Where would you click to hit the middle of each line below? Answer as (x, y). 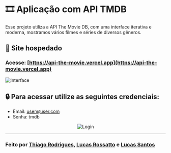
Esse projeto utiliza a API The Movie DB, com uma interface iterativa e (78, 27)
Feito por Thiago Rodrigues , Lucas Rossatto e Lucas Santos (80, 145)
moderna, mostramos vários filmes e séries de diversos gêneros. (73, 32)
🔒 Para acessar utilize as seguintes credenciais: (82, 97)
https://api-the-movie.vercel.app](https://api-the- (93, 63)
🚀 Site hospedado (34, 48)
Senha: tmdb (26, 117)
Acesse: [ (17, 63)
